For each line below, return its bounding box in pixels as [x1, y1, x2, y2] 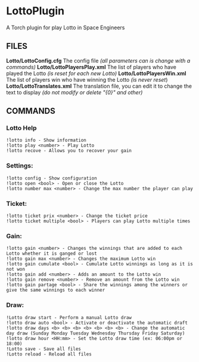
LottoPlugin [6, 4, 64, 18]
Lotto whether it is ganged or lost [6, 250, 97, 257]
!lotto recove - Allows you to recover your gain [6, 148, 132, 154]
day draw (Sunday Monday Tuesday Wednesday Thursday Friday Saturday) [6, 330, 185, 336]
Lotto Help [6, 124, 37, 132]
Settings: [6, 162, 33, 170]
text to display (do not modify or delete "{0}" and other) [6, 88, 143, 96]
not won [6, 267, 26, 273]
